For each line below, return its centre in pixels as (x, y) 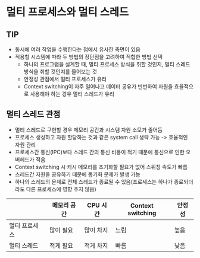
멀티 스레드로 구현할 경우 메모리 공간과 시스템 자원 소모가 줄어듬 (88, 130)
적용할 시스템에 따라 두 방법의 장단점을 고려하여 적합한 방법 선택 (88, 57)
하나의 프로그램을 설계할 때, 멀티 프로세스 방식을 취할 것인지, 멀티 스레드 (107, 64)
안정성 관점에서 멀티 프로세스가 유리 (65, 79)
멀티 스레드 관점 (33, 114)
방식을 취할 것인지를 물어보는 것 (60, 71)
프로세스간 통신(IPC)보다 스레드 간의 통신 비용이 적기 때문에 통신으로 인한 (99, 152)
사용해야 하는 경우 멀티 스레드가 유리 (72, 94)
